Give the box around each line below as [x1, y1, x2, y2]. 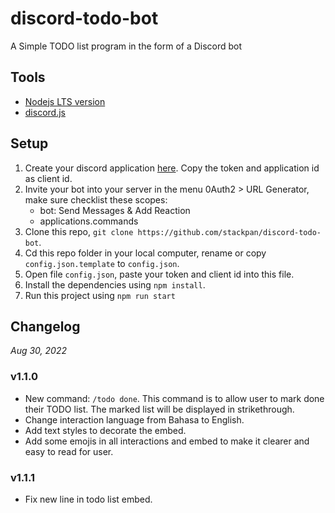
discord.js [24, 106, 66, 118]
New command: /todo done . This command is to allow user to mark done [24, 392, 325, 404]
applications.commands [39, 215, 139, 227]
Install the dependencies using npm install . [24, 278, 206, 291]
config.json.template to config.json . [24, 257, 180, 269]
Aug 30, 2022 [10, 345, 67, 357]
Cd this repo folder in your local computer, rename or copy [24, 247, 267, 259]
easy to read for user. [24, 445, 114, 457]
